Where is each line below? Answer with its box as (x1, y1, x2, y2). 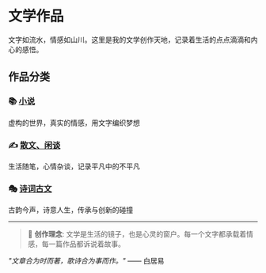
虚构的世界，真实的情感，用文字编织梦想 (8, 118, 140, 127)
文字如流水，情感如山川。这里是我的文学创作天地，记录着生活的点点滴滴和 (8, 35, 251, 44)
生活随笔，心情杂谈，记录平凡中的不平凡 (8, 161, 140, 171)
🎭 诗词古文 (8, 183, 52, 194)
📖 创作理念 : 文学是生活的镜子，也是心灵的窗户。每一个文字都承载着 (27, 229, 247, 239)
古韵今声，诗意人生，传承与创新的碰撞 (8, 205, 133, 214)
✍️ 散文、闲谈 (8, 139, 61, 150)
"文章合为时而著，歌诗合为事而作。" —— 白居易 (8, 256, 165, 266)
